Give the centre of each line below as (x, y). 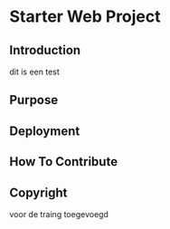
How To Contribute (64, 162)
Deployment (45, 131)
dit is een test (35, 72)
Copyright (38, 192)
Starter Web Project (85, 17)
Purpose (34, 100)
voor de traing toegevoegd (59, 214)
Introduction (45, 50)
